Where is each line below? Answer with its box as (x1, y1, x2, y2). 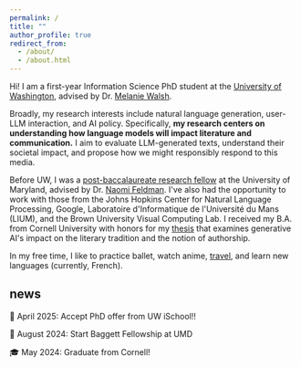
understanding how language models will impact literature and (9, 128, 253, 138)
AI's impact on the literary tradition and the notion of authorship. (9, 233, 251, 243)
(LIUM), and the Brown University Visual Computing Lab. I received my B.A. (9, 214, 293, 224)
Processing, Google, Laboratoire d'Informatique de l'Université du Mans (9, 204, 280, 215)
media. (9, 157, 36, 167)
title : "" (9, 22, 47, 31)
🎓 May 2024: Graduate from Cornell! (9, 346, 150, 357)
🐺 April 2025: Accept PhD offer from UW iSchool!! (9, 310, 196, 321)
